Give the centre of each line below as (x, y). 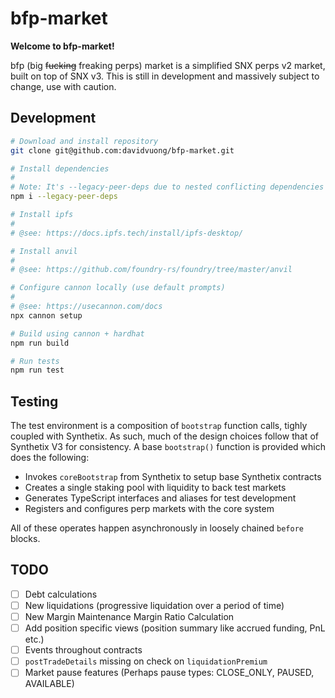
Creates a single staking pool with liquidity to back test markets (155, 488)
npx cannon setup (46, 315)
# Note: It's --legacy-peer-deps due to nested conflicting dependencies (167, 187)
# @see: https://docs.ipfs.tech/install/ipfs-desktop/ (127, 233)
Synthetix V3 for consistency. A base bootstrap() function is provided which (168, 447)
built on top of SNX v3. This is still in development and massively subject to (165, 76)
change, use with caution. (63, 86)
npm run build (40, 343)
